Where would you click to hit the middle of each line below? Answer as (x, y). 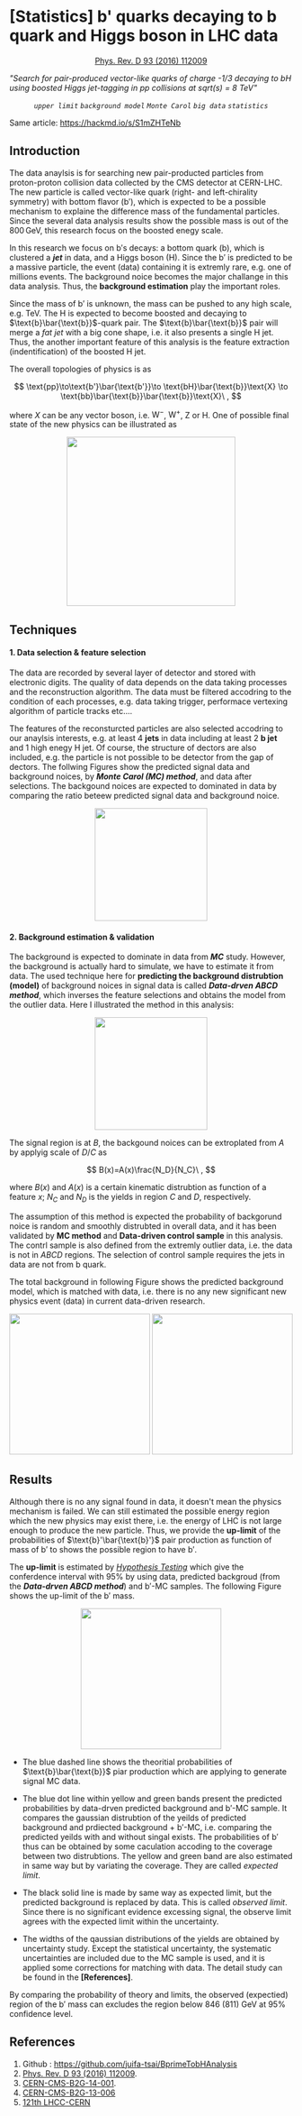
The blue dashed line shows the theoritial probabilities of (127, 1762)
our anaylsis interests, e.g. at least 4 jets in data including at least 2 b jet (143, 738)
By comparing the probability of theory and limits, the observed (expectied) (149, 1994)
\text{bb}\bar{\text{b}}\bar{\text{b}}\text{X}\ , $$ (151, 396)
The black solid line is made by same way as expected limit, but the (147, 1892)
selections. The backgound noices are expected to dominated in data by (143, 786)
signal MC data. (51, 1781)
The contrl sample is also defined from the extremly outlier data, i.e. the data (151, 1245)
